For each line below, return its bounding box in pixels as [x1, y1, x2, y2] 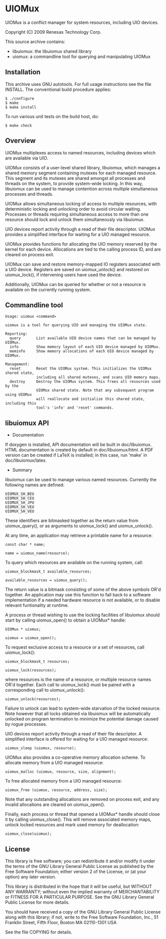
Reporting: [5, 331, 28, 337]
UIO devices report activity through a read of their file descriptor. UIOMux [5, 226, 156, 232]
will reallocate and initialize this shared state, [36, 397, 145, 402]
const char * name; [5, 542, 46, 547]
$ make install [5, 105, 37, 110]
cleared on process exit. [5, 251, 55, 257]
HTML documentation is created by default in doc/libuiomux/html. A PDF [5, 447, 154, 453]
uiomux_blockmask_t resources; [5, 659, 70, 664]
